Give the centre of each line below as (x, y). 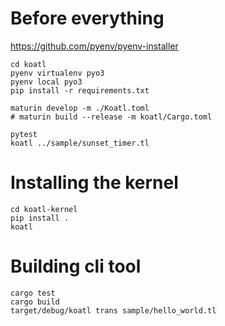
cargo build (35, 302)
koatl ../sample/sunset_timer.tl (80, 143)
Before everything (87, 18)
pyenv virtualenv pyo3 (57, 73)
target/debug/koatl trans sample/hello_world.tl (113, 310)
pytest (24, 134)
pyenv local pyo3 (46, 82)
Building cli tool (76, 266)
